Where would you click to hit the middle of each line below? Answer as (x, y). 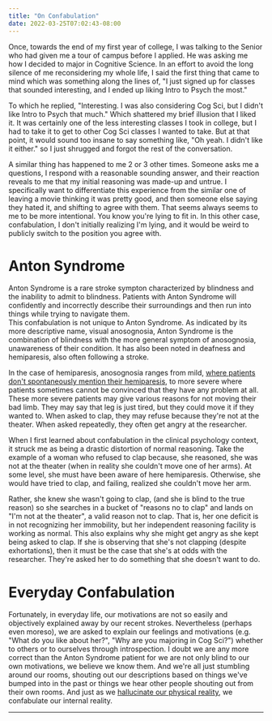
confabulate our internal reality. (61, 701)
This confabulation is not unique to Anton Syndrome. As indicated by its (128, 323)
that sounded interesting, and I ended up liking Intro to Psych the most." (128, 89)
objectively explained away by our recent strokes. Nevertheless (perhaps (130, 623)
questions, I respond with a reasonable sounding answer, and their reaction (134, 173)
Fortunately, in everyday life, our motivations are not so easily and (118, 615)
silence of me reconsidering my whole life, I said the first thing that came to (134, 72)
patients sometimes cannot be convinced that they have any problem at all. (134, 390)
